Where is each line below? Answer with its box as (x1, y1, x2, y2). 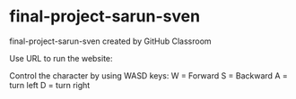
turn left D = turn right (9, 79, 91, 90)
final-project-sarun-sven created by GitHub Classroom (9, 36, 213, 46)
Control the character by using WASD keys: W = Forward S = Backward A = (9, 70, 289, 81)
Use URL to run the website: (9, 53, 114, 63)
